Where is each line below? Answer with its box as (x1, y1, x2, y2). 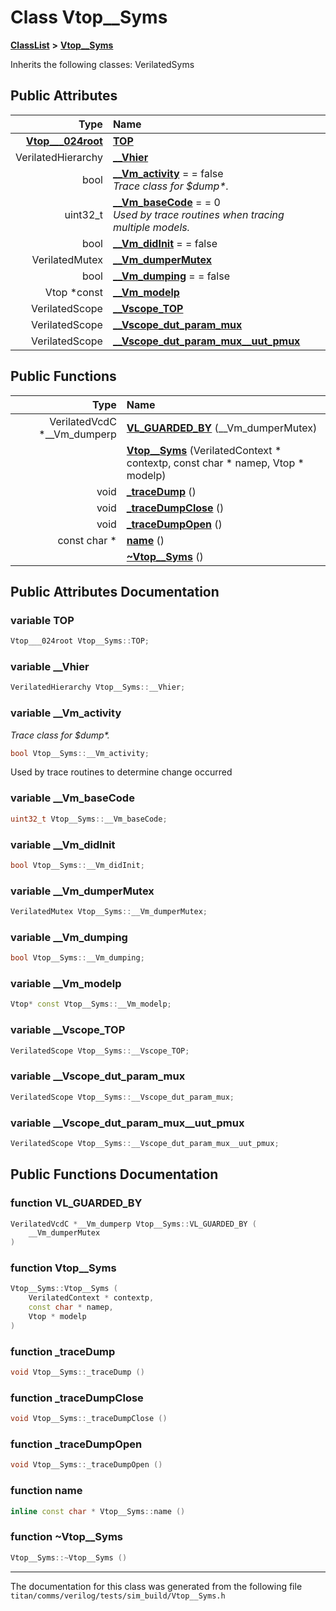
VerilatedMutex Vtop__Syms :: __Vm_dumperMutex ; (10, 907, 208, 917)
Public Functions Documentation (10, 1166, 219, 1183)
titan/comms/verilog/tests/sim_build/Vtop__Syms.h (10, 1591, 226, 1601)
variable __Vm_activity (10, 706, 122, 720)
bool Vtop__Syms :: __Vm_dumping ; (10, 953, 145, 963)
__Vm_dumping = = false (112, 269, 230, 283)
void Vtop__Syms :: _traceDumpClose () (10, 1414, 168, 1424)
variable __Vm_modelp (10, 977, 122, 991)
